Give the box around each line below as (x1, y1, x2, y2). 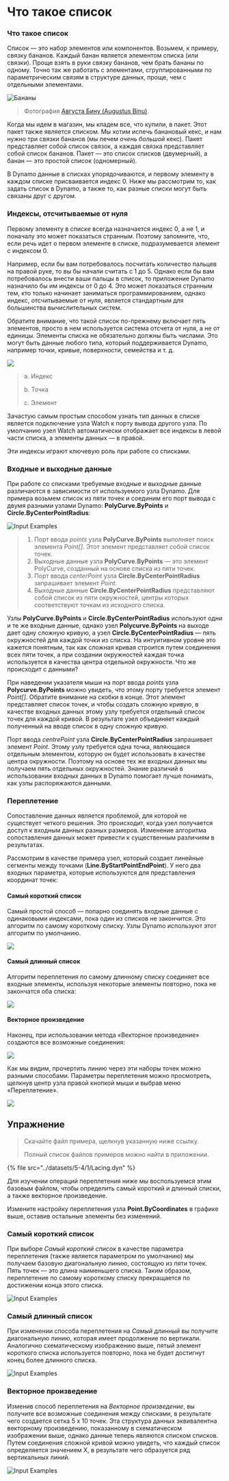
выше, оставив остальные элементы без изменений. (7, 1212, 162, 1220)
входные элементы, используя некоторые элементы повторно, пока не (7, 979, 217, 988)
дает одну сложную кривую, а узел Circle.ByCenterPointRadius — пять (7, 628, 217, 637)
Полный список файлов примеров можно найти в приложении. (23, 1150, 210, 1158)
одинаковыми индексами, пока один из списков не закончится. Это (7, 914, 206, 922)
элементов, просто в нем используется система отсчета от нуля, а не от (7, 323, 220, 332)
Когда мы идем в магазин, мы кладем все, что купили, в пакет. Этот (7, 121, 207, 129)
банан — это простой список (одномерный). (7, 157, 137, 165)
